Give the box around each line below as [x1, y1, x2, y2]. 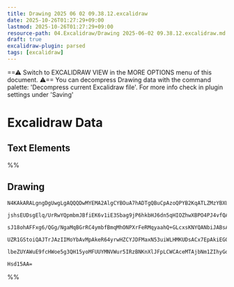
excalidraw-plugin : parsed [7, 42, 86, 49]
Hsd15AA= [7, 261, 33, 267]
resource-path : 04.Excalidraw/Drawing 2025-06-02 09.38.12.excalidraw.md [7, 29, 226, 37]
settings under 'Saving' [7, 90, 74, 98]
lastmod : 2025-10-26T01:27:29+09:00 [7, 23, 114, 30]
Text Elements [7, 142, 71, 154]
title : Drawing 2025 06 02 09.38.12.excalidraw [7, 10, 148, 17]
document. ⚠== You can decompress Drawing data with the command [7, 75, 211, 84]
